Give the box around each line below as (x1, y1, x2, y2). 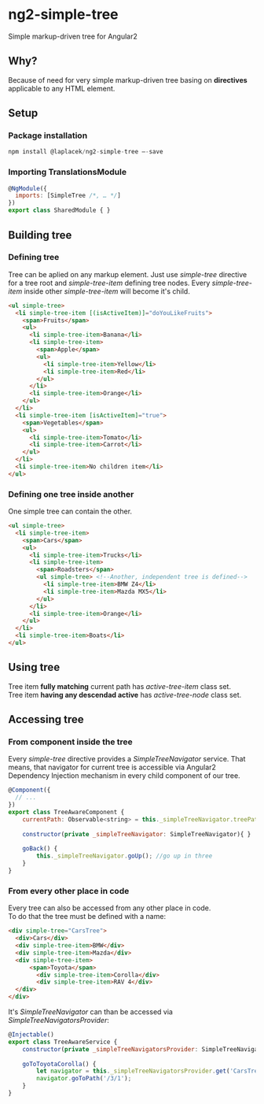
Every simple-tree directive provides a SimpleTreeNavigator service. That (8, 754, 246, 764)
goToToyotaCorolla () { (22, 1060, 97, 1068)
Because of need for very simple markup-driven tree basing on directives (8, 75, 247, 84)
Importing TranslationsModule (8, 167, 127, 178)
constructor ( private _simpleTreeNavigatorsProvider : (22, 1045, 199, 1053)
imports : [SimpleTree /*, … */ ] (15, 191, 122, 200)
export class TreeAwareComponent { (8, 809, 125, 817)
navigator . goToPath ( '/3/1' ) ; (36, 1075, 132, 1083)
